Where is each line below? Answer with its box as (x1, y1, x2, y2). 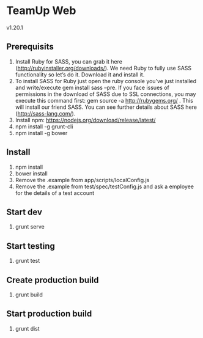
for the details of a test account (15, 189, 95, 196)
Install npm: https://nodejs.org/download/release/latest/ (15, 116, 156, 123)
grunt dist (15, 325, 40, 332)
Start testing (6, 241, 55, 251)
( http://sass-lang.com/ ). (15, 109, 76, 117)
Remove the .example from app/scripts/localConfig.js (15, 176, 150, 183)
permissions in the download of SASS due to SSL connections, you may (15, 90, 196, 98)
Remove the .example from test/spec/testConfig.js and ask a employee (15, 183, 194, 190)
